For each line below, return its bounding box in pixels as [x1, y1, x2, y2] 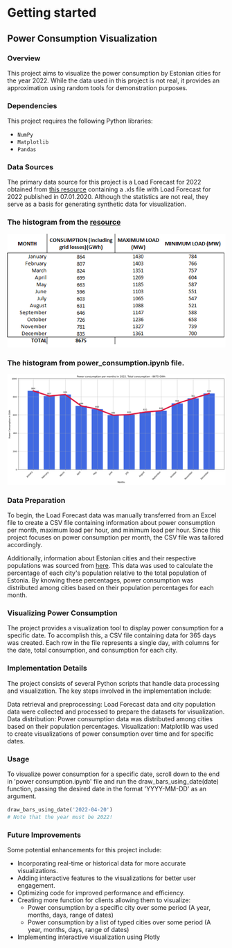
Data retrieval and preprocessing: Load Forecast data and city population [7, 700, 216, 708]
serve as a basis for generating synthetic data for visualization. [7, 200, 187, 209]
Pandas [17, 146, 37, 153]
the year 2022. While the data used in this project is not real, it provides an [7, 76, 220, 85]
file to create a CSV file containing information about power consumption [7, 519, 215, 527]
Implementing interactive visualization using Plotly [17, 933, 161, 941]
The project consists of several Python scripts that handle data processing [7, 679, 220, 687]
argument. [7, 792, 37, 800]
